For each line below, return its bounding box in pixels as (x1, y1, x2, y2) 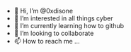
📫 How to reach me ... (13, 37, 80, 45)
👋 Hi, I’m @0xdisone (13, 7, 73, 15)
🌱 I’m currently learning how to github (13, 22, 125, 30)
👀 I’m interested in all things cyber (13, 14, 113, 22)
